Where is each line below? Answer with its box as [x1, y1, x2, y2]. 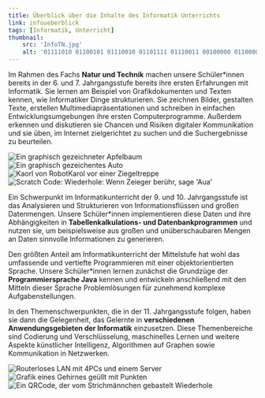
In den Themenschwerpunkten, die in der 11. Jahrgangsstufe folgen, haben [8, 307, 251, 316]
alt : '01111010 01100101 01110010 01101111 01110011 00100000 [22, 48, 231, 56]
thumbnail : [8, 33, 44, 42]
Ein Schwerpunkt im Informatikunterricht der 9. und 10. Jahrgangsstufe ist [8, 192, 248, 202]
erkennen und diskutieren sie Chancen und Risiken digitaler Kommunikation [8, 120, 254, 129]
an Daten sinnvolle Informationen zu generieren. [8, 234, 165, 244]
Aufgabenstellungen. [8, 292, 77, 300]
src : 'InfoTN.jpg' [22, 41, 83, 49]
